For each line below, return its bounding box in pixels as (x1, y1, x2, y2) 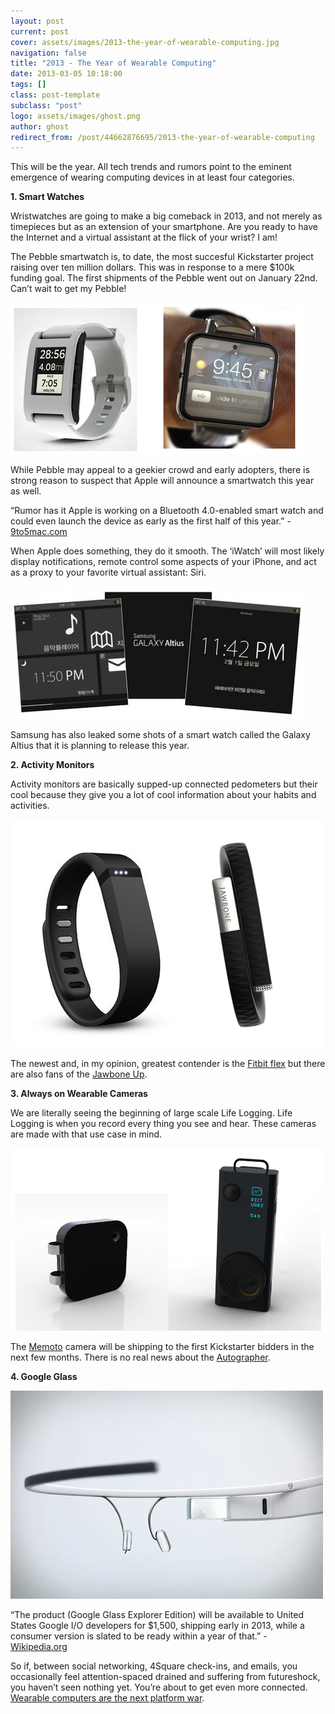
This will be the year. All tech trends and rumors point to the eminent (10, 161, 292, 173)
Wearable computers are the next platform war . (10, 1692, 205, 1704)
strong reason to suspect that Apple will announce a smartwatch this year (10, 475, 315, 487)
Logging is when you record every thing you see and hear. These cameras (10, 1118, 317, 1130)
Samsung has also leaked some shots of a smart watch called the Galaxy (10, 729, 311, 741)
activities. (10, 800, 50, 812)
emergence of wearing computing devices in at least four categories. (10, 171, 295, 184)
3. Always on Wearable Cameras (10, 1088, 148, 1100)
